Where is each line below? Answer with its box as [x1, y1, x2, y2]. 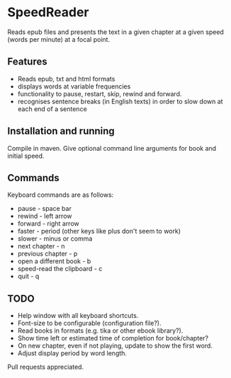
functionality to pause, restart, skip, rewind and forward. [17, 89, 182, 98]
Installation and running [7, 125, 115, 137]
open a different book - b [17, 257, 91, 265]
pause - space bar [17, 205, 72, 213]
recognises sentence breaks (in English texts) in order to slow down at [17, 97, 223, 105]
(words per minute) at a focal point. [7, 35, 111, 43]
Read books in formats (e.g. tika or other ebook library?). [17, 326, 184, 335]
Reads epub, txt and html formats [17, 74, 115, 83]
